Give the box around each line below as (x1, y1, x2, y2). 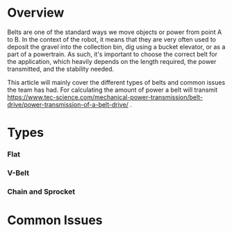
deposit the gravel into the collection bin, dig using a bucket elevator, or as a (7, 42, 226, 51)
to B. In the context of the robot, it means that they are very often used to (7, 35, 217, 43)
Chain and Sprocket (7, 186, 75, 196)
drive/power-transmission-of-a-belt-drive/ (7, 100, 129, 108)
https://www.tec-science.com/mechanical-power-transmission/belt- (7, 92, 204, 101)
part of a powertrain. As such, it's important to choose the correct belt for (7, 50, 217, 58)
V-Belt (7, 168, 30, 178)
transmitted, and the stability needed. (7, 65, 115, 73)
